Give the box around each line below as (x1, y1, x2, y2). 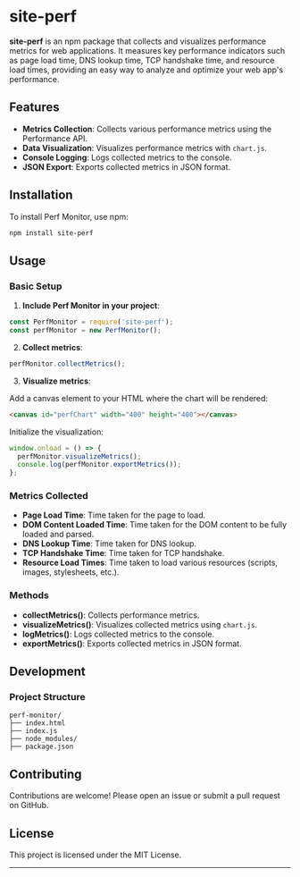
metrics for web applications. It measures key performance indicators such (9, 45, 286, 55)
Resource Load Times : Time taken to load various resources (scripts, (21, 557, 279, 569)
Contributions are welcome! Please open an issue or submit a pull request (9, 790, 281, 801)
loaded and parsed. (21, 529, 95, 540)
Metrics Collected (9, 490, 89, 502)
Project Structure (9, 691, 86, 704)
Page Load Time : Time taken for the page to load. (21, 510, 206, 520)
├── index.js (9, 727, 58, 736)
